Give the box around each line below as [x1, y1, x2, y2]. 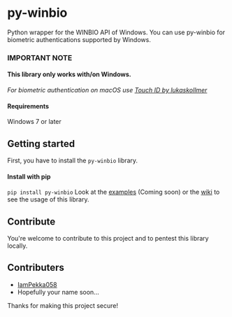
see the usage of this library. [7, 195, 89, 204]
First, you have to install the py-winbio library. [7, 156, 138, 165]
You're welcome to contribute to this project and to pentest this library [7, 234, 209, 243]
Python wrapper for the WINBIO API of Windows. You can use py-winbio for [7, 28, 226, 36]
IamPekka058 [17, 280, 57, 288]
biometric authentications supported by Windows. [7, 35, 152, 43]
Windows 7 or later [7, 118, 61, 126]
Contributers [7, 262, 65, 274]
